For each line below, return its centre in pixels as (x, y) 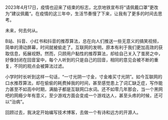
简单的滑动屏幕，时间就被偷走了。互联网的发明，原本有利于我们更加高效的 (82, 47)
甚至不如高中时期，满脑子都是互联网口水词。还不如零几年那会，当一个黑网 (86, 89)
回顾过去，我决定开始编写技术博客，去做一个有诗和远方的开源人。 (73, 112)
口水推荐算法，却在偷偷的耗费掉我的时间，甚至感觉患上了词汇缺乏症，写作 (82, 83)
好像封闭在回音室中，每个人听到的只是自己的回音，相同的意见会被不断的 (79, 60)
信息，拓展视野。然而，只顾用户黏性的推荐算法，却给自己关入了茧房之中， (86, 53)
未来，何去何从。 (23, 30)
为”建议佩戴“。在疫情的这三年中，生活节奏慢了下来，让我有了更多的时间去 (82, 13)
